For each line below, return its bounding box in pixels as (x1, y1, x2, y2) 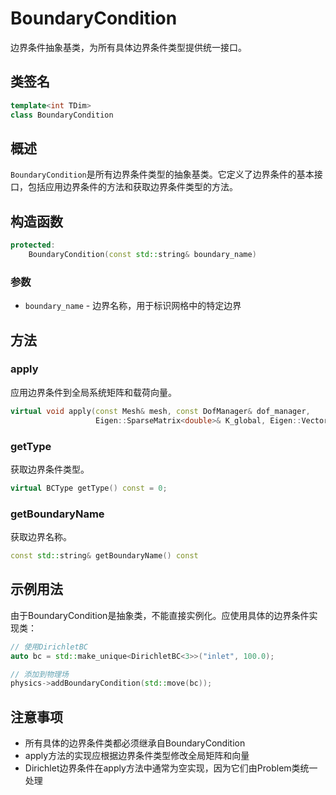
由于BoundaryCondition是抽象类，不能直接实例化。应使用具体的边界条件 (10, 609, 310, 621)
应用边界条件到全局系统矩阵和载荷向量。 (10, 386, 177, 398)
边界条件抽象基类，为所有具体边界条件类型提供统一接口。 (10, 41, 247, 53)
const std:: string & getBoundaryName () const (10, 551, 199, 561)
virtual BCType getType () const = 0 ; (10, 483, 168, 493)
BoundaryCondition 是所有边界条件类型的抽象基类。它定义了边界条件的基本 (10, 168, 315, 181)
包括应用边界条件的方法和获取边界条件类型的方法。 (27, 181, 238, 193)
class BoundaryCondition (10, 110, 114, 120)
